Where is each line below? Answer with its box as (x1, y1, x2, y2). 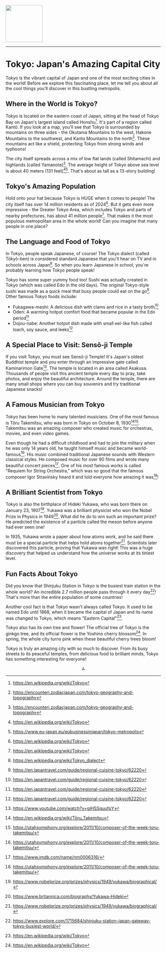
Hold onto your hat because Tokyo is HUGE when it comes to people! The (5, 195, 155, 201)
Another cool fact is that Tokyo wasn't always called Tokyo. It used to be (5, 603, 153, 610)
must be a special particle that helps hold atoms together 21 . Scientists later (5, 539, 157, 545)
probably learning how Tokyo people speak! (5, 267, 95, 273)
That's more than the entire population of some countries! (5, 594, 123, 600)
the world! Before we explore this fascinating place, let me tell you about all (5, 80, 158, 86)
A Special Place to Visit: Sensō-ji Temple (5, 341, 133, 349)
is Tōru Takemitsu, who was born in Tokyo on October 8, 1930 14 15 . (5, 419, 140, 426)
